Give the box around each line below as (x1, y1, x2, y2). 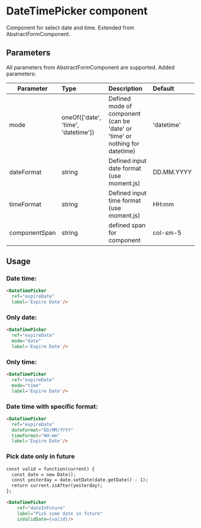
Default (152, 84, 175, 92)
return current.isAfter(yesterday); (11, 482, 103, 489)
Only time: (6, 358, 37, 366)
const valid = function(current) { (6, 466, 95, 472)
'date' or (108, 124, 132, 132)
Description (108, 84, 142, 92)
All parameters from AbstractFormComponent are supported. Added (6, 64, 175, 71)
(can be (108, 117, 130, 125)
